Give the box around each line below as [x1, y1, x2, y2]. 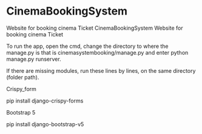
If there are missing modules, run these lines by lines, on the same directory [6, 67, 196, 74]
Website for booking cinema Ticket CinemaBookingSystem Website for [6, 24, 183, 32]
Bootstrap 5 [6, 109, 36, 116]
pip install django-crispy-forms [6, 97, 84, 104]
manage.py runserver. [6, 55, 62, 62]
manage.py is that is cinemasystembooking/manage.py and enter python [6, 49, 189, 56]
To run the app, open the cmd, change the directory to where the [6, 42, 169, 50]
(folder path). [6, 73, 39, 81]
